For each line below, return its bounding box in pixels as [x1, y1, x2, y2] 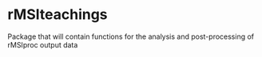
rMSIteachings [7, 6, 109, 24]
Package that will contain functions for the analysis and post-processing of [7, 32, 255, 41]
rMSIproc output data [7, 40, 78, 49]
